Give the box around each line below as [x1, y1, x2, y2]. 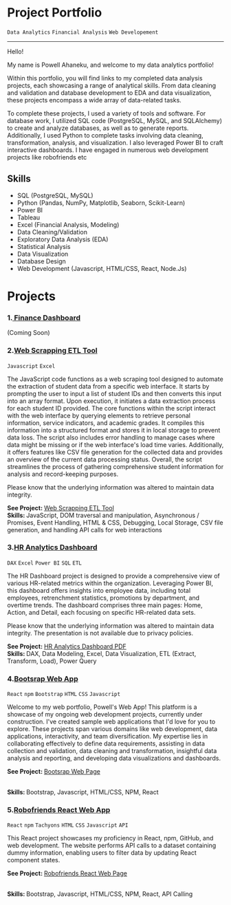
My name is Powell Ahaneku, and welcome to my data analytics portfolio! [7, 61, 214, 69]
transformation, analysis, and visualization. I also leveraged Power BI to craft [7, 138, 223, 146]
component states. [7, 856, 60, 864]
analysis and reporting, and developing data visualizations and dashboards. [7, 754, 221, 763]
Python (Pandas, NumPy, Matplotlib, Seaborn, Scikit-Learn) [16, 198, 186, 207]
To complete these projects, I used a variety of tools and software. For [7, 109, 206, 118]
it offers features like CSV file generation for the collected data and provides [7, 448, 223, 456]
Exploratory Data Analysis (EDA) [16, 235, 109, 243]
